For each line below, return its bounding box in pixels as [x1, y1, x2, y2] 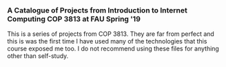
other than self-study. [7, 52, 69, 60]
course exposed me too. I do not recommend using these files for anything [7, 44, 219, 53]
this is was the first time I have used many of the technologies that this [7, 37, 207, 46]
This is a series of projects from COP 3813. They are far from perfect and [7, 30, 215, 38]
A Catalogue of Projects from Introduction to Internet [7, 6, 187, 15]
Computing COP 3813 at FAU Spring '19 [7, 14, 141, 23]
